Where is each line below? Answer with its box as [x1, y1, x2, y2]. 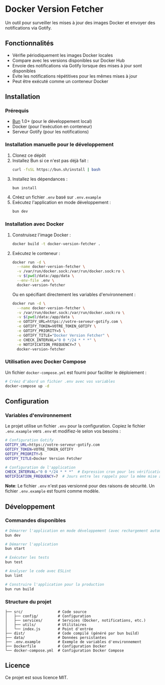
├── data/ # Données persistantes [5, 635, 107, 640]
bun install [12, 185, 37, 190]
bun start [5, 546, 26, 551]
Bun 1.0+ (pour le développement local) [12, 118, 92, 124]
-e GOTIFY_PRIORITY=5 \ [17, 328, 65, 334]
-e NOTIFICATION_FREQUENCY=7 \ [17, 342, 81, 347]
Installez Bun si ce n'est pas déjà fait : [12, 157, 89, 163]
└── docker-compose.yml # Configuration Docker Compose [5, 648, 124, 653]
